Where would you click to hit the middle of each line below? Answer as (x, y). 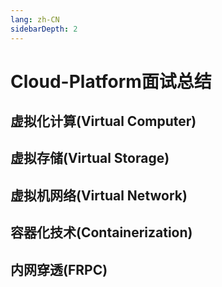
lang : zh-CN (35, 19)
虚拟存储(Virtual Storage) (90, 158)
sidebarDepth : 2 (44, 29)
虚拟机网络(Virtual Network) (99, 195)
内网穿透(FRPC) (59, 269)
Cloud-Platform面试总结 (111, 81)
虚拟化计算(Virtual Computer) (103, 121)
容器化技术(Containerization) (101, 232)
